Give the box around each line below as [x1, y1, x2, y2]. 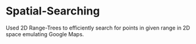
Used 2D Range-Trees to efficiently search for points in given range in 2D [5, 24, 191, 31]
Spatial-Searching [5, 4, 100, 18]
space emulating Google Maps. [5, 30, 84, 37]
